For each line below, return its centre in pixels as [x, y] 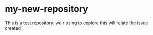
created [13, 28]
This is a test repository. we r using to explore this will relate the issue [76, 23]
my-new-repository [47, 9]
